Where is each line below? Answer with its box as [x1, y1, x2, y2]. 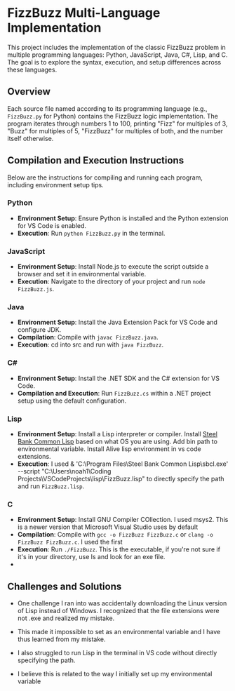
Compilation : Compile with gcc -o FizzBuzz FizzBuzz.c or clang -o [17, 530, 214, 539]
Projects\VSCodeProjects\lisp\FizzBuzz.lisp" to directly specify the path [17, 475, 224, 483]
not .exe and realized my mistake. [17, 614, 115, 622]
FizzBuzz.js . [17, 285, 55, 293]
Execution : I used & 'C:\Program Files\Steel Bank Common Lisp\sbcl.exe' [17, 459, 229, 468]
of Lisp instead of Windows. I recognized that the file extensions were [17, 607, 220, 615]
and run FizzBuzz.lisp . [17, 482, 85, 490]
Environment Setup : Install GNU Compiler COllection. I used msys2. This [17, 516, 229, 524]
